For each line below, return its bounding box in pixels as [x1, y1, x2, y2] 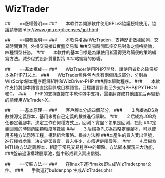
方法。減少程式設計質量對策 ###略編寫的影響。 [9, 55, 105, 61]
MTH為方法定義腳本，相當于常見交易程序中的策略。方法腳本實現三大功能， [5, 144, 157, 150]
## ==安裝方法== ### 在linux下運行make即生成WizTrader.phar [5, 161, 147, 167]
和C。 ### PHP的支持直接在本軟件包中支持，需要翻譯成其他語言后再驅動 [5, 90, 160, 97]
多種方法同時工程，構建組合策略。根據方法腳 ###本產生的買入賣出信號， [9, 132, 157, 138]
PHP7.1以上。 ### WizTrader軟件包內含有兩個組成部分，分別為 [13, 72, 148, 78]
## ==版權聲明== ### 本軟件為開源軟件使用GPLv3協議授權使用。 [5, 20, 152, 26]
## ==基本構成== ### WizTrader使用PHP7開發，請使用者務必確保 [5, 66, 154, 72]
